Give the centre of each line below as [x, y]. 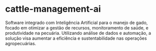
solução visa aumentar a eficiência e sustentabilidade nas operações [76, 38]
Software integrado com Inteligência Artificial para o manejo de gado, [77, 23]
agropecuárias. [21, 43]
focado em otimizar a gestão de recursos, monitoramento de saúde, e [77, 27]
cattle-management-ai [53, 9]
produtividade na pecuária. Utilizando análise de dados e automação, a [78, 33]
